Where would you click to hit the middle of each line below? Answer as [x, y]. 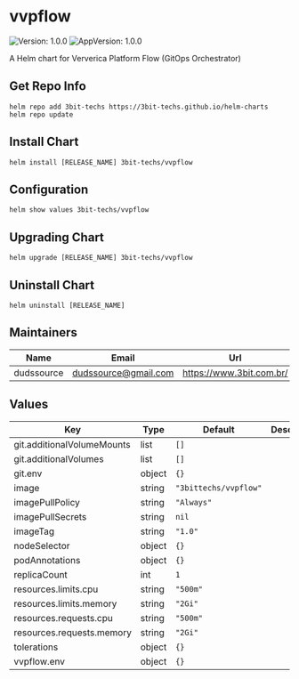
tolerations [36, 647]
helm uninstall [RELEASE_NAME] [67, 305]
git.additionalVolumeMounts [72, 444]
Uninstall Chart [52, 285]
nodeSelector [42, 546]
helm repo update [41, 114]
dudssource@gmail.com [123, 373]
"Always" [194, 502]
